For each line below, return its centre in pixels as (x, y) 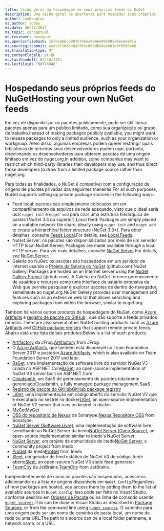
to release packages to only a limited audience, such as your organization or (82, 138)
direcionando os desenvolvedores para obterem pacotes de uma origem (78, 154)
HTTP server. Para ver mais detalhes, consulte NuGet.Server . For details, (85, 251)
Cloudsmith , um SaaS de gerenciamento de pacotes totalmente (76, 379)
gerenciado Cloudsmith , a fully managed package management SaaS (81, 384)
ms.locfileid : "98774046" (31, 64)
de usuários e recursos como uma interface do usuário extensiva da (81, 282)
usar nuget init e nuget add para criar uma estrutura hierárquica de (80, 214)
